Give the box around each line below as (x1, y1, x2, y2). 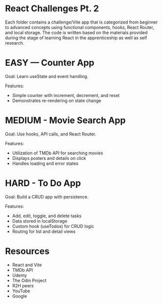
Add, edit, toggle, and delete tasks (12, 213, 82, 219)
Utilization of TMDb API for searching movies (12, 150, 103, 156)
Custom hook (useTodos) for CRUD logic (12, 223, 94, 229)
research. (5, 40, 24, 46)
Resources (5, 246, 50, 256)
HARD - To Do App (5, 177, 81, 189)
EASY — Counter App (5, 57, 94, 69)
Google (12, 293, 27, 299)
